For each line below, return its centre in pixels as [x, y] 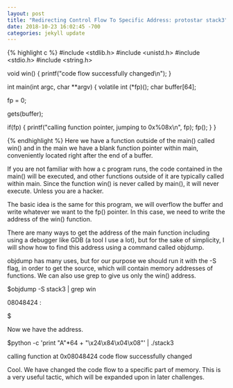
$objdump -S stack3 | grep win [52, 289]
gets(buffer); [25, 114]
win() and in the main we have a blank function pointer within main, [103, 148]
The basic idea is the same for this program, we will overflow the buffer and [115, 205]
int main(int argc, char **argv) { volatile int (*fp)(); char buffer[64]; [102, 87]
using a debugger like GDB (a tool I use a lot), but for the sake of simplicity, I [116, 240]
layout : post [26, 14]
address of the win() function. [50, 219]
